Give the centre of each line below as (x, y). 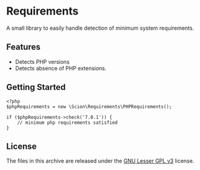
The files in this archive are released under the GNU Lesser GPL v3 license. (100, 161)
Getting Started (36, 87)
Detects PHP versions (42, 61)
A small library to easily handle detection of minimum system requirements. (100, 28)
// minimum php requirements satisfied (68, 123)
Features (23, 47)
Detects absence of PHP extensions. (61, 68)
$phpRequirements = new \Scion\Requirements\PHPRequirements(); (89, 107)
